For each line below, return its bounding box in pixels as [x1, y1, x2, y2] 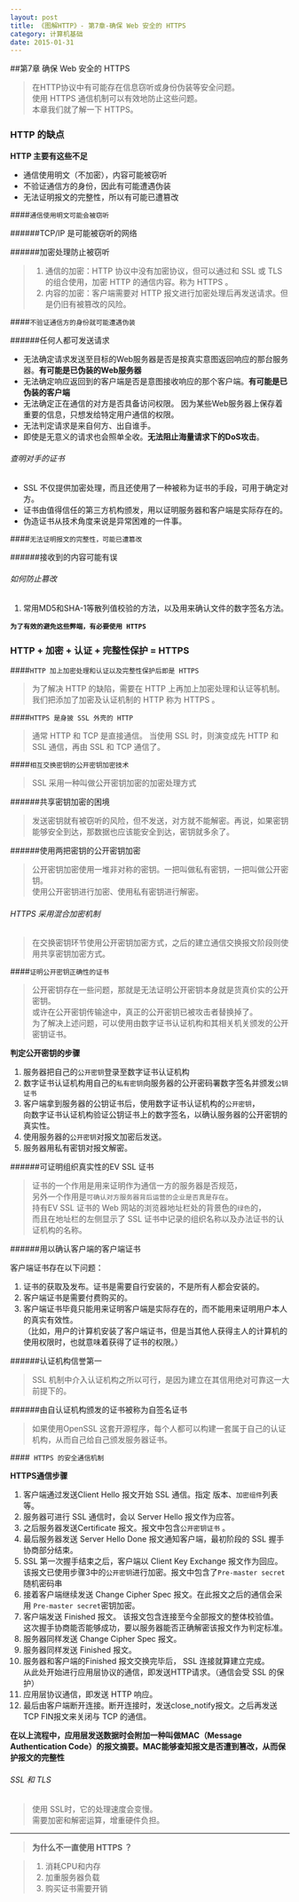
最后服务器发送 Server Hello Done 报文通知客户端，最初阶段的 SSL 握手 [22, 1534, 285, 1544]
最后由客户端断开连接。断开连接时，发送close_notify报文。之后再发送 [22, 1701, 278, 1711]
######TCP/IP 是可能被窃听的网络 [10, 227, 138, 238]
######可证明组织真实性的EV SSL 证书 [10, 1162, 154, 1172]
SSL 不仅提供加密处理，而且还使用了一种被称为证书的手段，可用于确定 [22, 482, 281, 493]
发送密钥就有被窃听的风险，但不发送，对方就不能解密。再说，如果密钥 [31, 816, 289, 826]
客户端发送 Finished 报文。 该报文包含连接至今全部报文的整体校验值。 [22, 1612, 279, 1622]
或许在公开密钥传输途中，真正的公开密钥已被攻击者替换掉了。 [31, 1006, 258, 1017]
